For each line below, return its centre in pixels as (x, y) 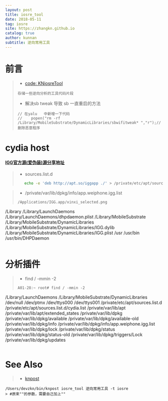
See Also (24, 365)
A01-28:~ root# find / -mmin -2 (51, 288)
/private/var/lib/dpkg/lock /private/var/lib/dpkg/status (60, 329)
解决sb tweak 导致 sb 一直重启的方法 (63, 103)
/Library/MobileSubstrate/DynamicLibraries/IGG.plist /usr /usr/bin (72, 233)
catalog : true (20, 33)
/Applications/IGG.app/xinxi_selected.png (62, 202)
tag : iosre (16, 24)
